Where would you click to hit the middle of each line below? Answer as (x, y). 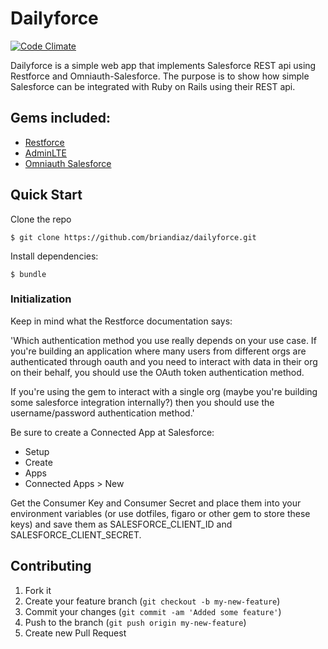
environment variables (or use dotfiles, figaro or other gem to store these (160, 513)
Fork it (38, 590)
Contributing (51, 566)
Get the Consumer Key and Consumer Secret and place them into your (156, 503)
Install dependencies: (54, 256)
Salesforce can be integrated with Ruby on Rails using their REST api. (153, 86)
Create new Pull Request (75, 633)
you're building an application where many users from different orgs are (158, 351)
